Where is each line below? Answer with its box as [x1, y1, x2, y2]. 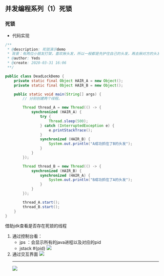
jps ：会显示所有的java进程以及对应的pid [19, 239, 102, 245]
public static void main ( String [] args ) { [14, 92, 102, 97]
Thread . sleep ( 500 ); [48, 119, 89, 124]
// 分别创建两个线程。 [22, 96, 62, 101]
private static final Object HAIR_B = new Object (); [14, 83, 123, 88]
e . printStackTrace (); [48, 127, 93, 133]
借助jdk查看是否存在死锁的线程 [5, 223, 67, 229]
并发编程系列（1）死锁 [5, 4, 72, 13]
